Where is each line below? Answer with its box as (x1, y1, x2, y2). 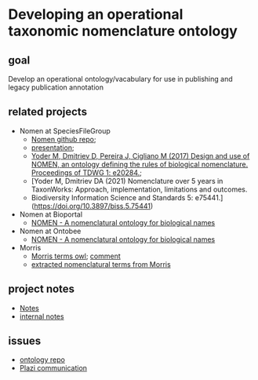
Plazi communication (19, 364, 88, 373)
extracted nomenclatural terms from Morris (31, 259, 171, 269)
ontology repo (19, 355, 65, 364)
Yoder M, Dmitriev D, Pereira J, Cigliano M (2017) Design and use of (31, 151, 250, 160)
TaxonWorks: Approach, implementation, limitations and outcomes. (31, 185, 248, 194)
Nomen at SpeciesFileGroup (19, 126, 111, 135)
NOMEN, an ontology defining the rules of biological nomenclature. (31, 159, 249, 169)
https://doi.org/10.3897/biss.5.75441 (34, 201, 151, 210)
